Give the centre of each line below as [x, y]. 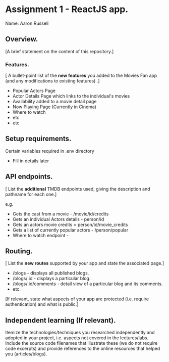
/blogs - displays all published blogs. [51, 273]
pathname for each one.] [31, 194]
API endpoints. [29, 177]
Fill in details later [31, 161]
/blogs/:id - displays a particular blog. [51, 279]
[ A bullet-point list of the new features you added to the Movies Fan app [81, 76]
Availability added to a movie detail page [54, 102]
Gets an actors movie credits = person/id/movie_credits [70, 224]
